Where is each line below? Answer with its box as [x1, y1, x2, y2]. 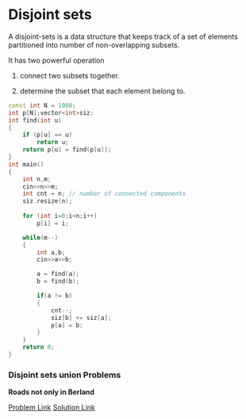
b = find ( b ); [37, 277, 80, 286]
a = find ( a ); [37, 270, 80, 278]
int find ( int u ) [8, 116, 62, 124]
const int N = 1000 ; [8, 101, 77, 109]
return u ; [37, 139, 69, 147]
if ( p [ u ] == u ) [22, 131, 73, 139]
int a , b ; [37, 248, 66, 257]
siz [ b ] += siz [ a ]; [50, 314, 112, 322]
